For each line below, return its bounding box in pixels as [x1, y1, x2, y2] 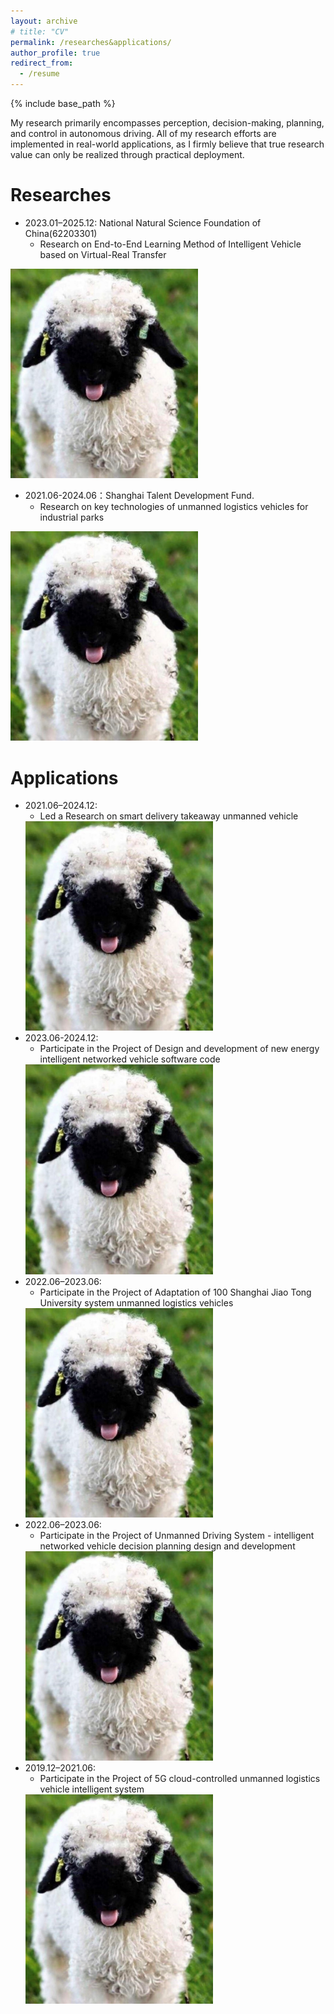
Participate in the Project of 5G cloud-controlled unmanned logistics [39, 1773, 321, 1784]
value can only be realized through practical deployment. [10, 149, 245, 160]
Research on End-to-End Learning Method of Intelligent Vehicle [39, 238, 302, 250]
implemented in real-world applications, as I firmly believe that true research [10, 138, 325, 150]
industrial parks [39, 511, 105, 524]
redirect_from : [10, 58, 74, 69]
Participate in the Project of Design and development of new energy [39, 1043, 320, 1055]
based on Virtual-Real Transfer [39, 248, 167, 260]
